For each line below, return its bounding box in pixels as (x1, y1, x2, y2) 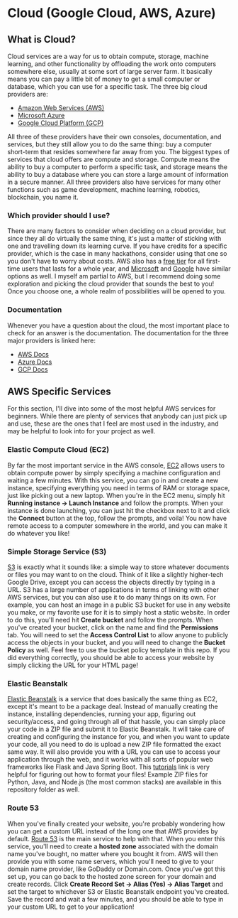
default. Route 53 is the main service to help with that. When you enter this (7, 834, 225, 843)
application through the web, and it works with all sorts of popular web (7, 755, 214, 764)
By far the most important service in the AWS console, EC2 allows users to (7, 460, 225, 470)
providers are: (7, 90, 48, 98)
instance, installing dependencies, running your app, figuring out (7, 710, 196, 718)
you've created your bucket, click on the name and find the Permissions (7, 623, 219, 632)
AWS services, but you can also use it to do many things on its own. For (7, 593, 216, 601)
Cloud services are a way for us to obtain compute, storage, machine (7, 52, 209, 60)
